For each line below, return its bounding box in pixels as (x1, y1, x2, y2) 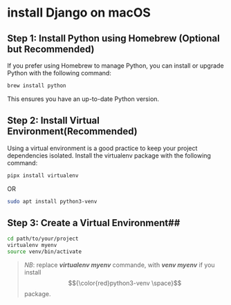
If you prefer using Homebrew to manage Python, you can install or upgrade (7, 62, 224, 70)
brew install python (7, 82, 67, 89)
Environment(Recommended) (7, 126, 138, 138)
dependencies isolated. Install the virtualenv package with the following (7, 151, 211, 160)
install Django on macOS (7, 5, 151, 21)
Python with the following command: (7, 69, 112, 77)
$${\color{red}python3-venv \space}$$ (68, 279, 182, 287)
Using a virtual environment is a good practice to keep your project (7, 144, 198, 152)
